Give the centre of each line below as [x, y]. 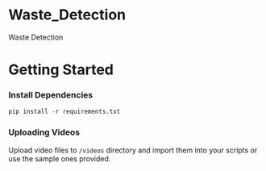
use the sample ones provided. [60, 158]
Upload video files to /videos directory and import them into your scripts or [133, 150]
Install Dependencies [51, 95]
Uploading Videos [44, 132]
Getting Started [61, 70]
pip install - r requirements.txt [64, 112]
